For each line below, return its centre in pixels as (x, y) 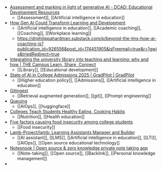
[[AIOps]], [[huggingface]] (44, 106)
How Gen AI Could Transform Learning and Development (67, 23)
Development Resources (35, 12)
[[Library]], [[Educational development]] (58, 70)
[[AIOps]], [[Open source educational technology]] (68, 143)
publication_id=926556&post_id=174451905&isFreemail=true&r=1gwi (87, 49)
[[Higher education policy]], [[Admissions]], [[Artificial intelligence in (86, 80)
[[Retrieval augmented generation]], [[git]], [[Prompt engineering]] (84, 96)
